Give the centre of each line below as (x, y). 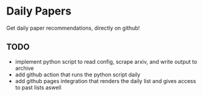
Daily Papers (39, 11)
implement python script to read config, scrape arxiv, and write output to (106, 61)
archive (25, 68)
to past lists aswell (38, 87)
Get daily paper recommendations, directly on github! (73, 28)
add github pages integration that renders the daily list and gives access (105, 81)
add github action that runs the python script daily (78, 75)
